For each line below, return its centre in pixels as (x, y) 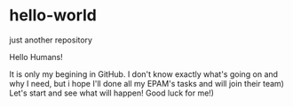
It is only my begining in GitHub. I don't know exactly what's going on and (143, 74)
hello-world (53, 15)
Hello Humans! (36, 57)
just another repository (51, 40)
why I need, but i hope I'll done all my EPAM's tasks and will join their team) (146, 83)
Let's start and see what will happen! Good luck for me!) (112, 93)
